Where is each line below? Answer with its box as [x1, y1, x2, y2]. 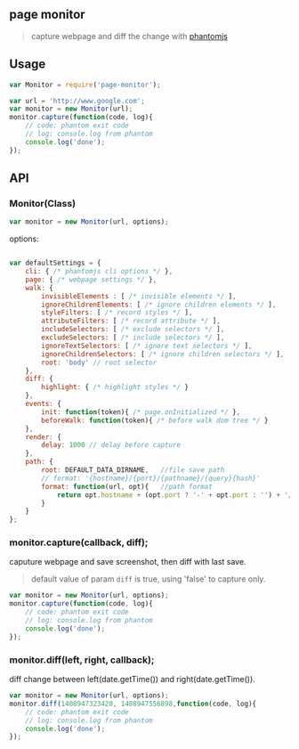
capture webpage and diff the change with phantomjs [30, 30, 229, 41]
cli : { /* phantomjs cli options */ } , [25, 267, 174, 276]
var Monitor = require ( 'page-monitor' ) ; [9, 80, 162, 89]
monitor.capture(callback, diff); [9, 536, 149, 549]
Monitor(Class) [9, 197, 77, 209]
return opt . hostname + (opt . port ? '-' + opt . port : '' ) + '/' [56, 490, 296, 500]
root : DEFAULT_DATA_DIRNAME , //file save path [41, 466, 225, 475]
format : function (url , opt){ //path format [41, 482, 214, 491]
